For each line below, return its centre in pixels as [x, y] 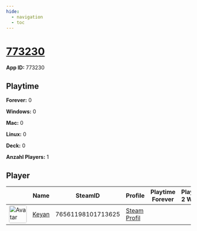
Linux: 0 [16, 134]
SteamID [88, 195]
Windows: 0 [21, 111]
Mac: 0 [15, 123]
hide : [13, 11]
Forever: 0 [19, 100]
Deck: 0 [16, 146]
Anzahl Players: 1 [28, 157]
